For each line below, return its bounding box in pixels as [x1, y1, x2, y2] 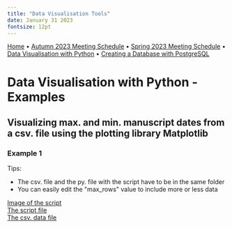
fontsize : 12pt [7, 23, 52, 30]
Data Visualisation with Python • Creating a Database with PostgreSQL [7, 50, 210, 58]
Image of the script [7, 199, 62, 207]
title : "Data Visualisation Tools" [7, 10, 111, 17]
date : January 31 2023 [7, 17, 73, 24]
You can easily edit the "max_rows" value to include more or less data [17, 185, 218, 194]
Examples [7, 89, 65, 105]
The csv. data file [7, 213, 57, 222]
